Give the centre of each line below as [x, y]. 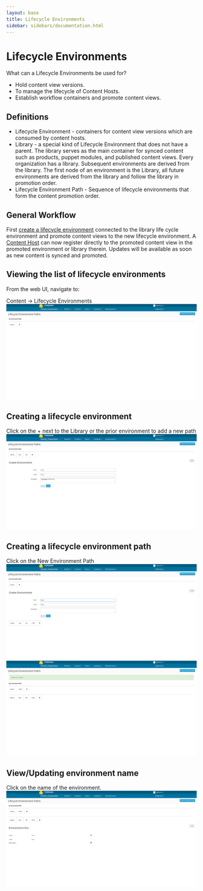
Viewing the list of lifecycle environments [86, 274]
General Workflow [41, 215]
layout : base [23, 13]
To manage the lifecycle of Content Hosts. [67, 92]
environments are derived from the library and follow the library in [97, 177]
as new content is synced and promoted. [57, 255]
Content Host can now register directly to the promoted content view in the [100, 242]
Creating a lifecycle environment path [79, 546]
